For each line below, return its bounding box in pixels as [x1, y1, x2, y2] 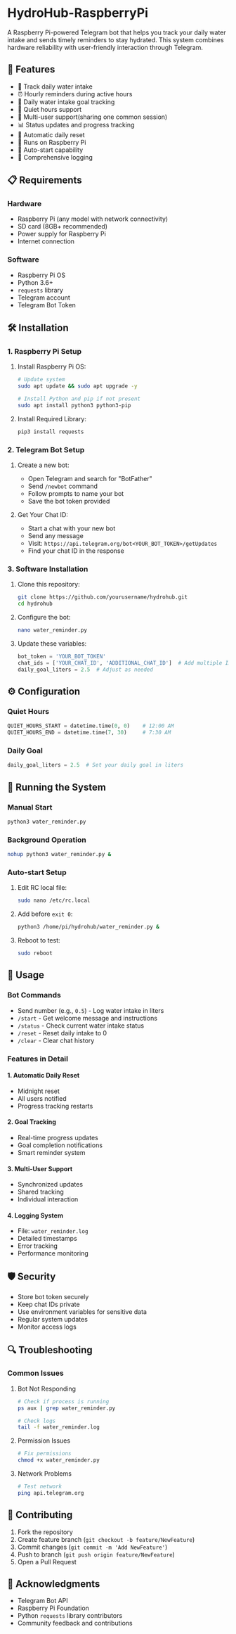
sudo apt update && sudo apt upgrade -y [17, 383, 138, 390]
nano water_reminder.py [17, 627, 88, 634]
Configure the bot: [17, 613, 71, 622]
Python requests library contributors [17, 1611, 123, 1620]
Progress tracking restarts [17, 1102, 93, 1110]
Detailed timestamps [17, 1234, 77, 1243]
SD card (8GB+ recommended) [17, 222, 107, 231]
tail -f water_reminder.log [17, 1424, 100, 1431]
